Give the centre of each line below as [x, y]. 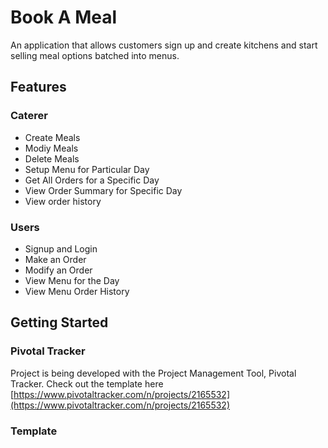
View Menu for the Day [72, 280]
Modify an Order [58, 270]
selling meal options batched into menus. [95, 55]
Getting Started [59, 322]
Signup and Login [61, 248]
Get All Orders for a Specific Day [92, 180]
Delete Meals [52, 158]
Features [38, 87]
